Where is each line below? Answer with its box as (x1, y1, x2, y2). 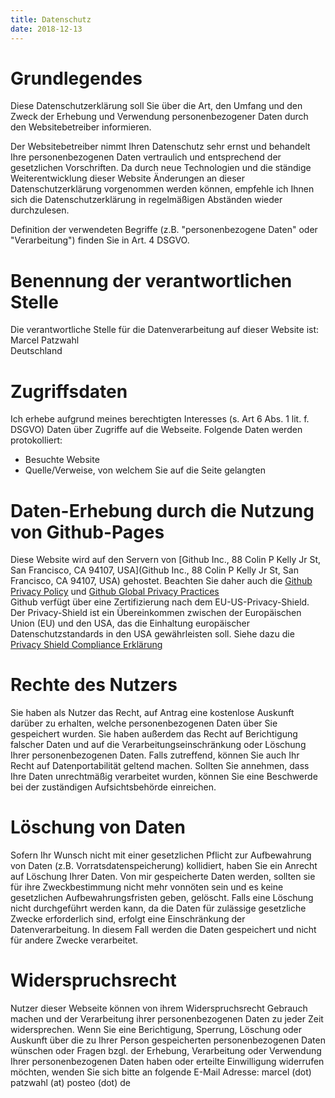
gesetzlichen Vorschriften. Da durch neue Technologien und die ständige (10, 162, 312, 174)
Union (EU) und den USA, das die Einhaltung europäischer (10, 617, 250, 630)
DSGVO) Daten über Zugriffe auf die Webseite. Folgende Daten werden (10, 424, 303, 436)
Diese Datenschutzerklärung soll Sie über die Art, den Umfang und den (10, 100, 303, 112)
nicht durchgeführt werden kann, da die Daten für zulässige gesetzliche (10, 902, 307, 915)
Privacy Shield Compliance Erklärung (10, 639, 163, 651)
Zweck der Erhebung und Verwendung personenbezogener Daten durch (10, 111, 309, 123)
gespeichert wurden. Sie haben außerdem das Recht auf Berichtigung (10, 728, 298, 740)
